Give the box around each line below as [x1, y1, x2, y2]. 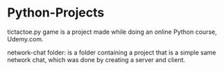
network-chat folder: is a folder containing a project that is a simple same [7, 48, 216, 57]
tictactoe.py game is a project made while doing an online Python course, [7, 28, 217, 36]
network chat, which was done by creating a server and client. [7, 55, 186, 63]
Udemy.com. [7, 34, 44, 43]
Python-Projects [7, 5, 105, 21]
